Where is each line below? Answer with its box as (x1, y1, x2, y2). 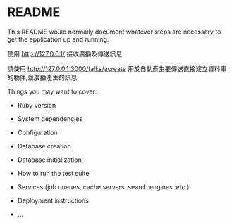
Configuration (17, 128, 58, 136)
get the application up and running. (7, 34, 109, 43)
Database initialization (17, 155, 82, 164)
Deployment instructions (17, 196, 90, 205)
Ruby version (17, 101, 56, 109)
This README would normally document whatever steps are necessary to (7, 27, 221, 36)
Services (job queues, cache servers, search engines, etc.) (17, 182, 190, 191)
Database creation (17, 141, 72, 150)
